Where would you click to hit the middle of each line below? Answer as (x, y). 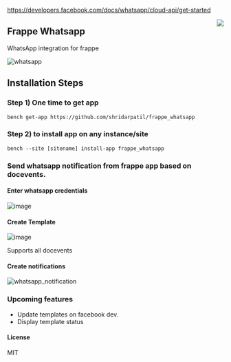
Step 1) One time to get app (53, 103)
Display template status (50, 321)
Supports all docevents (40, 251)
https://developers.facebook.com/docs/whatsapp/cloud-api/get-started (109, 10)
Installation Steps (45, 83)
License (19, 337)
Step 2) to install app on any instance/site (78, 134)
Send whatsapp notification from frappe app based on (99, 166)
